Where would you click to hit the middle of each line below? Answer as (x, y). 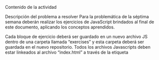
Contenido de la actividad (31, 7)
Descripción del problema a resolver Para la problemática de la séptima (77, 16)
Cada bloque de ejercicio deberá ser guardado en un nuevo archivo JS (76, 37)
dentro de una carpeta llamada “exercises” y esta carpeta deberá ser (75, 42)
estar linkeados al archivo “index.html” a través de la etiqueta (67, 52)
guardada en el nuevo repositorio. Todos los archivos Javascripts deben (78, 47)
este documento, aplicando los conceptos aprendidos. (60, 27)
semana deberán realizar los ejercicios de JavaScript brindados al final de (79, 22)
